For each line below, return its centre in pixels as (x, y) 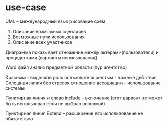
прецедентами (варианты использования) (51, 57)
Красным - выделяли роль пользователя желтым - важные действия (81, 77)
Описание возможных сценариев (49, 31)
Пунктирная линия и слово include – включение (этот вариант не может (84, 98)
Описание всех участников (42, 42)
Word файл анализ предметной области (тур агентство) (66, 67)
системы (15, 88)
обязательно (19, 118)
